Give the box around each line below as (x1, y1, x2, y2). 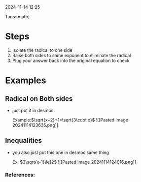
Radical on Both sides (5, 94, 73, 103)
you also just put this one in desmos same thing (12, 150, 109, 155)
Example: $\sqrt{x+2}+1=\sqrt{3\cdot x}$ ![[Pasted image (12, 117, 128, 122)
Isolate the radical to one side (12, 47, 72, 53)
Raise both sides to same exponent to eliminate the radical (12, 52, 131, 58)
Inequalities (5, 136, 42, 145)
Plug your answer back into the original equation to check (12, 58, 130, 63)
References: (5, 171, 35, 178)
